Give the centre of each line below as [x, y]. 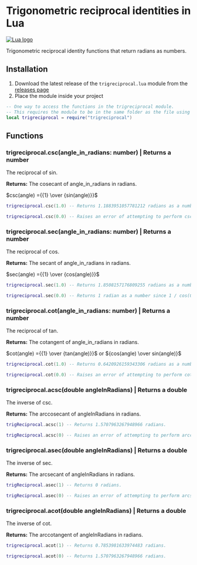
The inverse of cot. [29, 523]
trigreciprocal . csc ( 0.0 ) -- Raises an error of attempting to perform [94, 216]
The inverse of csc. [29, 403]
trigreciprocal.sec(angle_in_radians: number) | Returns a [89, 232]
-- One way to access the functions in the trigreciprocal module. [90, 107]
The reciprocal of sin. [32, 173]
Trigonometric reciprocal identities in [98, 11]
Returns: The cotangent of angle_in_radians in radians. [73, 342]
